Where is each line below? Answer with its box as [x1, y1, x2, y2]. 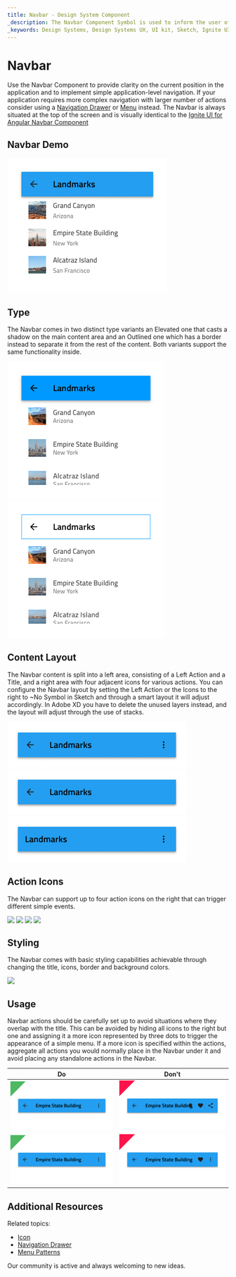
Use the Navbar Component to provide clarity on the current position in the [7, 81, 225, 90]
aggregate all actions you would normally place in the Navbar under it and [7, 1047, 221, 1055]
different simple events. [7, 902, 76, 911]
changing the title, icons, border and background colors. [7, 963, 171, 972]
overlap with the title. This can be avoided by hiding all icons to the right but [7, 1024, 227, 1032]
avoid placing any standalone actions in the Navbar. [7, 1054, 157, 1063]
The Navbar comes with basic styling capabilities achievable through [7, 956, 207, 964]
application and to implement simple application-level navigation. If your [7, 88, 216, 97]
